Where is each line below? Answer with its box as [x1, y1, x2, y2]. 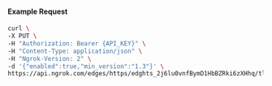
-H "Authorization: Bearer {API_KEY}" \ [7, 39, 147, 48]
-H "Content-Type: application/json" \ [7, 47, 143, 55]
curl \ [7, 24, 30, 32]
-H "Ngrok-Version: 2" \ [7, 54, 92, 62]
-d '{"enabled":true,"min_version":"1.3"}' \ [7, 62, 164, 71]
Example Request [7, 6, 68, 16]
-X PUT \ [7, 32, 37, 41]
